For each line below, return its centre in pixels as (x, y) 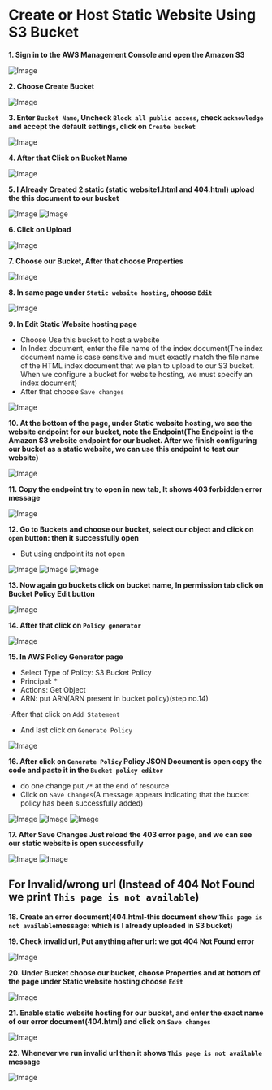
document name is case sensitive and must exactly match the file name (140, 357)
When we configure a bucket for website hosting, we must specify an (136, 374)
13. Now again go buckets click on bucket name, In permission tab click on (136, 585)
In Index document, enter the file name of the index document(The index (141, 348)
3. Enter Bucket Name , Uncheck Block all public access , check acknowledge (136, 117)
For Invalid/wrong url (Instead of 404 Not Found (132, 885)
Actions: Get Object (53, 689)
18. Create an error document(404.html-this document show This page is (136, 917)
